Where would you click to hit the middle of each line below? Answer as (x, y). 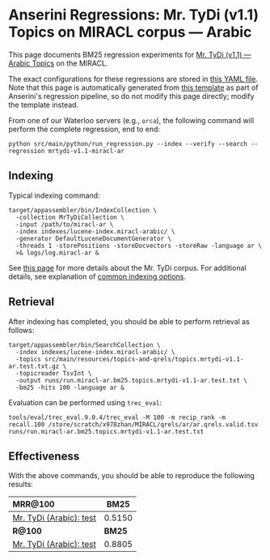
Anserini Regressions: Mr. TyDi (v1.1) (134, 15)
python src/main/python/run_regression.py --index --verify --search (128, 143)
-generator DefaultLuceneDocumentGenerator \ (94, 238)
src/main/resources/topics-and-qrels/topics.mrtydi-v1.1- (144, 359)
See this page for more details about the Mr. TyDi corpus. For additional (127, 267)
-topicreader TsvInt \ (54, 373)
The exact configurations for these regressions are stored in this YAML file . (133, 79)
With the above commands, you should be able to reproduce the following (131, 476)
